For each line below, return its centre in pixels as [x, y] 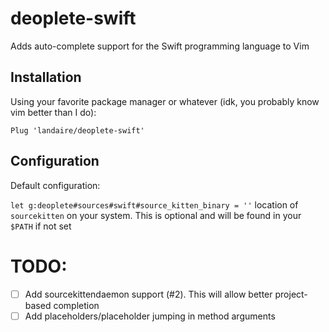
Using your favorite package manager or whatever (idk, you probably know [165, 101]
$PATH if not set [41, 226]
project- [291, 294]
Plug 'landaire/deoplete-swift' [77, 130]
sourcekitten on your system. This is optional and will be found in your [156, 215]
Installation [46, 77]
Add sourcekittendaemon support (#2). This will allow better [148, 294]
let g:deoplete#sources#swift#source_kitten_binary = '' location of [154, 204]
